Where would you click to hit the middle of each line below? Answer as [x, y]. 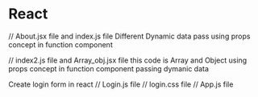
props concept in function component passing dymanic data [109, 68]
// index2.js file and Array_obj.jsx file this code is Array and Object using [128, 60]
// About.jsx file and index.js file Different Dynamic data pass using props [129, 36]
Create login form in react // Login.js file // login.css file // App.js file [121, 84]
